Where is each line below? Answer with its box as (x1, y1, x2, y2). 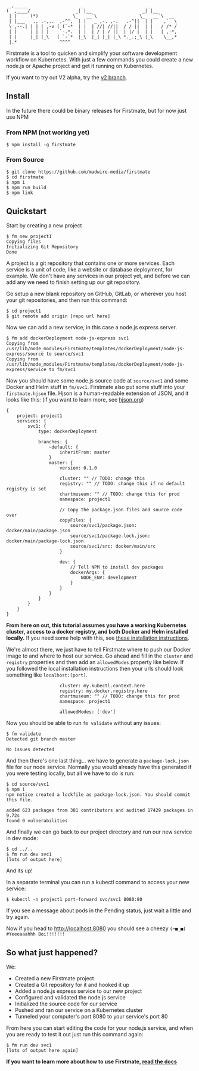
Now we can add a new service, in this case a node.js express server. (6, 324, 178, 331)
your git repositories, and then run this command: (6, 297, 128, 304)
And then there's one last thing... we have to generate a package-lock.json (6, 757, 189, 764)
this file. (6, 797, 33, 803)
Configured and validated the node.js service (14, 994, 126, 1001)
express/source (6, 351, 44, 357)
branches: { (38, 439, 68, 445)
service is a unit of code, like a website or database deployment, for (6, 266, 173, 273)
